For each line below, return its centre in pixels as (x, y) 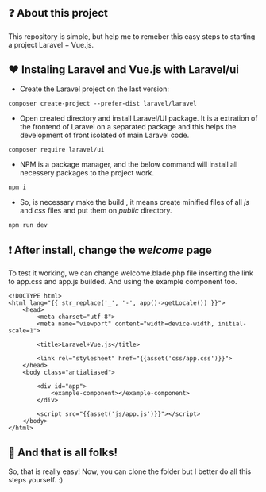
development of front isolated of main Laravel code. (104, 135)
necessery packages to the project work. (87, 172)
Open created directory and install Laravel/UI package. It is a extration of (139, 118)
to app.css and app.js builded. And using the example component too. (123, 282)
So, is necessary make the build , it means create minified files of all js (135, 202)
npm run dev (28, 225)
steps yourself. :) (36, 480)
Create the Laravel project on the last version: (94, 89)
